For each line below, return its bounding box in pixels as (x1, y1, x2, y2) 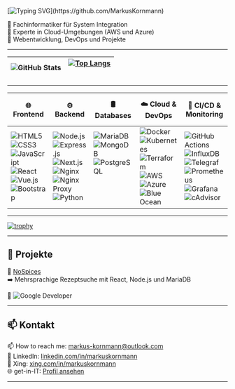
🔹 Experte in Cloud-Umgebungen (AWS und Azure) (7, 28, 155, 36)
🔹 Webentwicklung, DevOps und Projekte (7, 35, 126, 44)
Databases (94, 111, 131, 120)
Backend (55, 109, 85, 119)
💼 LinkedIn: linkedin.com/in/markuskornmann (7, 352, 138, 360)
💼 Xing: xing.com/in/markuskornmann (7, 359, 117, 368)
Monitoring (185, 109, 224, 119)
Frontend (13, 109, 44, 119)
